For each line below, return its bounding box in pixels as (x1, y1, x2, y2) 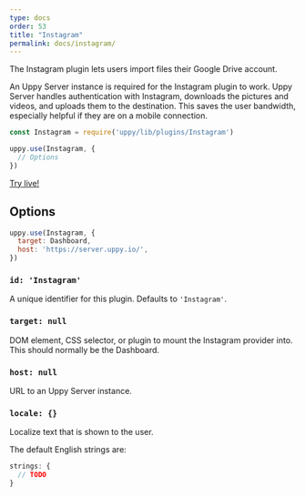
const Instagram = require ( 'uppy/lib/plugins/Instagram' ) (9, 128, 234, 137)
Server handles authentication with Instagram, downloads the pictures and (9, 91, 290, 102)
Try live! (9, 177, 40, 188)
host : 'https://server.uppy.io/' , (17, 245, 148, 255)
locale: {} (9, 408, 57, 419)
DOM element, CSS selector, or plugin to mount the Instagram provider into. (9, 334, 293, 346)
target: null (9, 316, 67, 327)
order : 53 (9, 22, 47, 31)
